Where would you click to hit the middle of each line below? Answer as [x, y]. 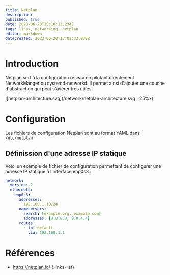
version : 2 [21, 185]
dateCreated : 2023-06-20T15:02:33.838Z [48, 39]
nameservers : [33, 209]
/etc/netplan [19, 138]
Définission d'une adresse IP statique [66, 154]
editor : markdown [24, 34]
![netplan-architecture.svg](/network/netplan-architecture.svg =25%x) [79, 98]
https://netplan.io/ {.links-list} [44, 267]
